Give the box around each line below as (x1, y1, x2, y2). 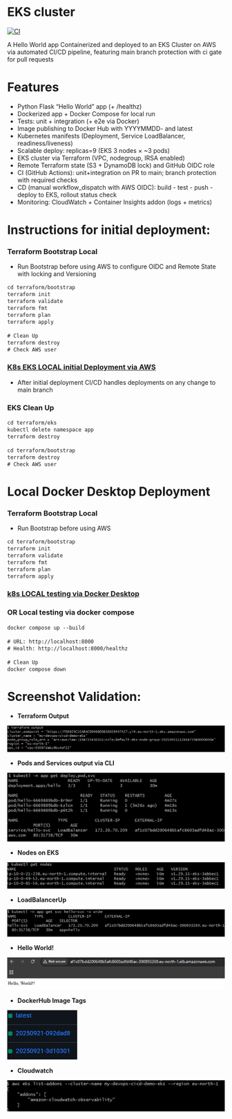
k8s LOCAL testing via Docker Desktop (7, 589, 139, 599)
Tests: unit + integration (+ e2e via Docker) (17, 117, 139, 125)
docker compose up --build (7, 624, 85, 631)
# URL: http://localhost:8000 (7, 638, 95, 645)
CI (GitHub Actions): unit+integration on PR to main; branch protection (17, 168, 216, 176)
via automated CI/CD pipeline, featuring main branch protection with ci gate (7, 48, 222, 56)
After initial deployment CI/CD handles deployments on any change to (17, 378, 216, 386)
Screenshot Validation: (7, 689, 142, 704)
